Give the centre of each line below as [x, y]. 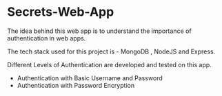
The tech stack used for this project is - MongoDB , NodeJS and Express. [111, 51]
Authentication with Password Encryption [76, 85]
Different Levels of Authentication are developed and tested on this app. [109, 64]
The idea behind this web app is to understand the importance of [99, 31]
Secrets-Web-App [61, 12]
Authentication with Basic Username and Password [90, 78]
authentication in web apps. [47, 38]
